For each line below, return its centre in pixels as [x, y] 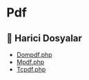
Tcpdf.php [31, 69]
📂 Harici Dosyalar [44, 38]
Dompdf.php [34, 54]
